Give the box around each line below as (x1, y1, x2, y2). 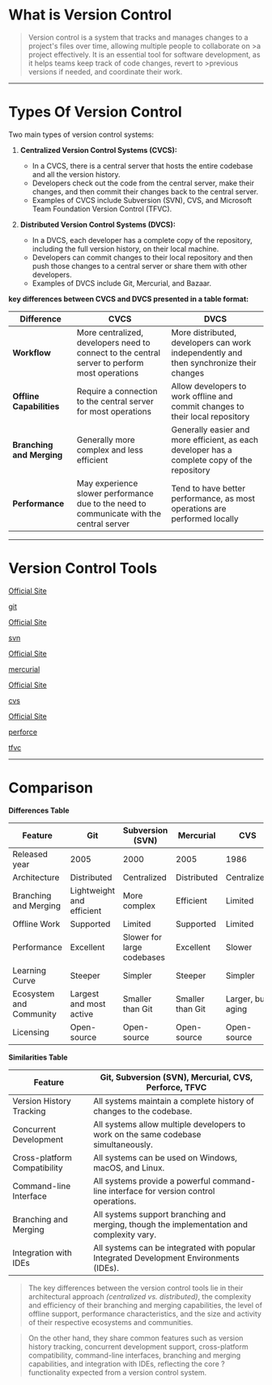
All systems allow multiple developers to (92, 1119, 246, 1130)
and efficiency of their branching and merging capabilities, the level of (28, 1300, 263, 1310)
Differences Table (8, 805, 70, 815)
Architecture (12, 872, 60, 883)
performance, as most (171, 492, 255, 503)
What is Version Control (8, 6, 172, 24)
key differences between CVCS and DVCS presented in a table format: (8, 294, 249, 304)
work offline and (171, 390, 233, 401)
